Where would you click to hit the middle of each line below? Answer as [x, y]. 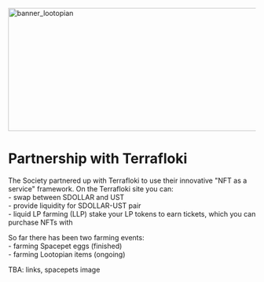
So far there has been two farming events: [76, 237]
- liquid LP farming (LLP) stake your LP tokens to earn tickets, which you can [132, 213]
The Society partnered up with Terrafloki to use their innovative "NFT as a [128, 180]
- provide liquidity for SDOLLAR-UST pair [75, 206]
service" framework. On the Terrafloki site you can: [91, 188]
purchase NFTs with [40, 222]
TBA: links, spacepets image [54, 269]
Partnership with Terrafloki [98, 159]
